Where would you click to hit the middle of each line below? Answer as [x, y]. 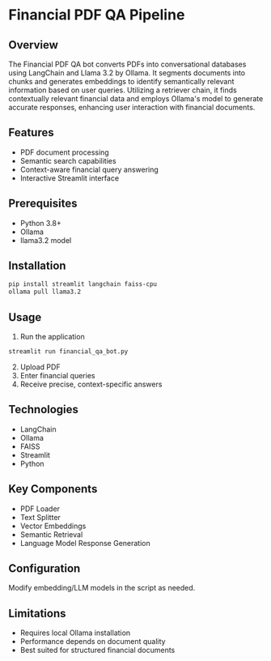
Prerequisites [43, 204]
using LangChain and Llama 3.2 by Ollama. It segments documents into [127, 73]
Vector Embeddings [53, 526]
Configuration [44, 568]
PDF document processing [64, 152]
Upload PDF [40, 367]
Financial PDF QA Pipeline [97, 15]
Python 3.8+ [41, 223]
